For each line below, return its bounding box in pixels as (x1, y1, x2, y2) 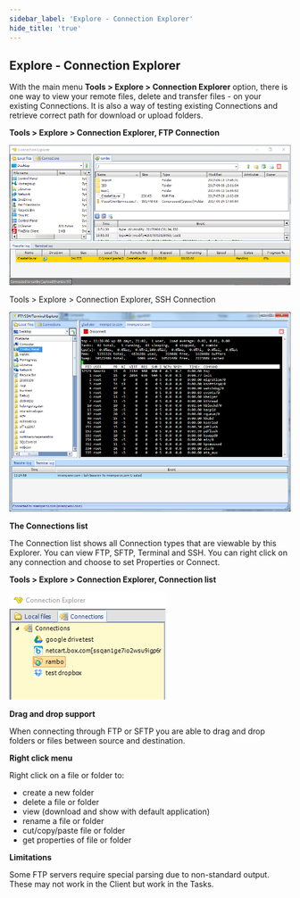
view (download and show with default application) (21, 806, 211, 817)
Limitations (9, 852, 52, 863)
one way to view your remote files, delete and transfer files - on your (9, 91, 262, 102)
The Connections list (9, 520, 88, 531)
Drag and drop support (9, 709, 96, 719)
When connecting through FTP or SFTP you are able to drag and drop (9, 726, 265, 736)
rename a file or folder (21, 816, 104, 827)
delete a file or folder (21, 797, 100, 808)
